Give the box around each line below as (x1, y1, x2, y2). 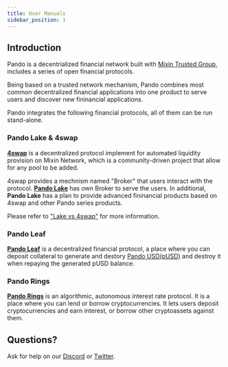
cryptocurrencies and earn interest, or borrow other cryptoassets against (7, 307, 214, 315)
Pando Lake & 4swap (7, 133, 78, 143)
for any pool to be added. (7, 163, 79, 172)
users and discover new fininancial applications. (7, 96, 144, 104)
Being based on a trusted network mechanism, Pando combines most (7, 80, 204, 89)
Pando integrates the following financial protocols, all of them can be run (7, 109, 213, 117)
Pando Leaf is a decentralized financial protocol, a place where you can (7, 245, 211, 253)
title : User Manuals (7, 10, 67, 17)
